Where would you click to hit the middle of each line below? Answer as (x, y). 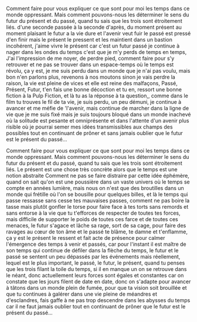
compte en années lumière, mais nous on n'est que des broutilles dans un (95, 188)
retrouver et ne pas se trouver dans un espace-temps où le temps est (90, 65)
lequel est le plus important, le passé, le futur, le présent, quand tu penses (96, 263)
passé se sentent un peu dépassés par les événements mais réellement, (93, 257)
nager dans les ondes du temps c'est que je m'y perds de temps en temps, (96, 52)
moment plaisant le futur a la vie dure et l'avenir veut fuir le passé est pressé (98, 33)
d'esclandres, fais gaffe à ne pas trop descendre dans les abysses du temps (98, 300)
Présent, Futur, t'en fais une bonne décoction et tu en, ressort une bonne (94, 89)
